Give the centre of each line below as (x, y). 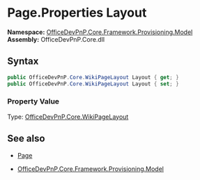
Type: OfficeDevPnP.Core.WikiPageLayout (68, 117)
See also (26, 139)
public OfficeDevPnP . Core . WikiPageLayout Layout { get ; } (93, 77)
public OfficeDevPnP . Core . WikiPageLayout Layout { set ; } (93, 84)
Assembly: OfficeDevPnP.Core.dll (56, 39)
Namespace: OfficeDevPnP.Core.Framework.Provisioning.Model (100, 32)
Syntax (23, 62)
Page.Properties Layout (77, 13)
